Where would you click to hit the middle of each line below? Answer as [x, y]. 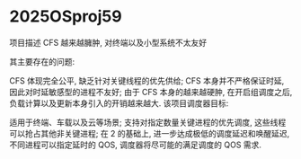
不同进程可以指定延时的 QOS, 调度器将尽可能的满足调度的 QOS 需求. [136, 145]
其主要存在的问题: [42, 61]
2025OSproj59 [66, 17]
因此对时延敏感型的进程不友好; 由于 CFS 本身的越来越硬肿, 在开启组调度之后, [151, 92]
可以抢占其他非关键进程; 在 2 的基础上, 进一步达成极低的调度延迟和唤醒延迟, [150, 133]
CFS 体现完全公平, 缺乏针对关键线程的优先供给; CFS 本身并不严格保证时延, [147, 80]
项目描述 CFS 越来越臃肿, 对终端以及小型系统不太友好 [108, 42]
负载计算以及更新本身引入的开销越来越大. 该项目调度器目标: [119, 103]
